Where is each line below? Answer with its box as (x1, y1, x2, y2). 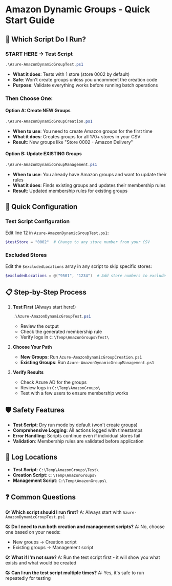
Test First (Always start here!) (12, 304, 76, 310)
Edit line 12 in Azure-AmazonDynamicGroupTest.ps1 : (5, 229, 109, 236)
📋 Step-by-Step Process (5, 288, 87, 297)
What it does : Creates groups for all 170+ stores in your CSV (12, 133, 141, 139)
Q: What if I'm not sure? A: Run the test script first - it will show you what (5, 554, 160, 560)
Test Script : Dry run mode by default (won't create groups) (12, 422, 138, 428)
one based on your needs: (5, 529, 61, 535)
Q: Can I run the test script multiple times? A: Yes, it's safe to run (5, 570, 144, 576)
